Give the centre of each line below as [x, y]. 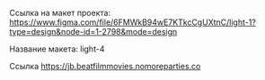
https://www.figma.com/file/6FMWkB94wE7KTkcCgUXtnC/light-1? [132, 22]
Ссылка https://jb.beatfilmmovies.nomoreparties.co [105, 66]
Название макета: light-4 [57, 49]
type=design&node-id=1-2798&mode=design [93, 32]
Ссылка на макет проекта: [60, 13]
